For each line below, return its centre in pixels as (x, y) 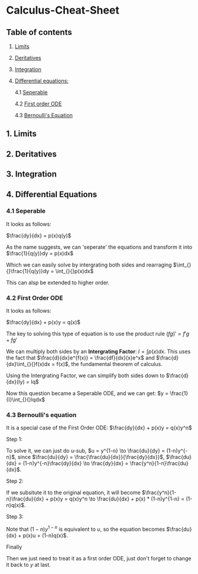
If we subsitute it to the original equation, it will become (73, 493)
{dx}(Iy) (15, 382)
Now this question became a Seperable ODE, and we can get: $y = (87, 393)
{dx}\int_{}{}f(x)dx (28, 364)
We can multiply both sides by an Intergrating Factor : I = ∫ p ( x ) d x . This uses (98, 352)
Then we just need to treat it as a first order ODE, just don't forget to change (99, 559)
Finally (14, 547)
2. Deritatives (32, 154)
